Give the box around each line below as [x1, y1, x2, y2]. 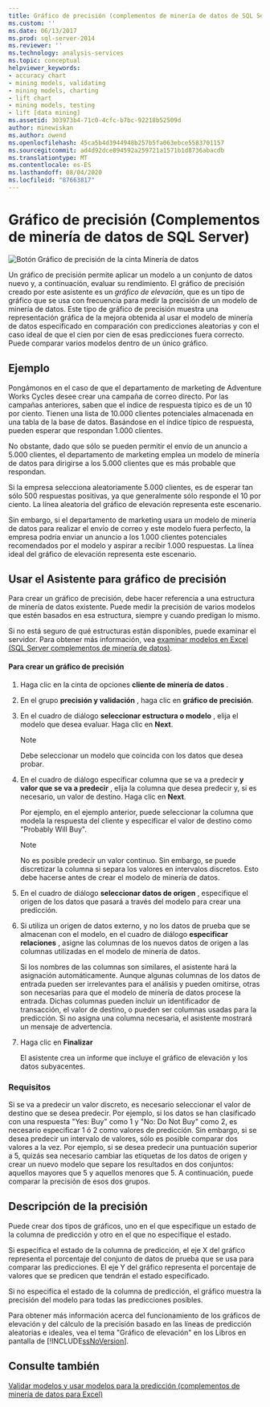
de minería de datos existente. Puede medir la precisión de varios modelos [8, 602, 256, 611]
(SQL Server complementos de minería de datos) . [8, 644, 173, 653]
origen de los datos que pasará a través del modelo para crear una [19, 897, 241, 906]
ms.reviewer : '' [8, 42, 63, 50]
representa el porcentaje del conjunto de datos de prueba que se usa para [8, 1254, 255, 1263]
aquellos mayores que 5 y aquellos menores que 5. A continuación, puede [8, 1168, 254, 1177]
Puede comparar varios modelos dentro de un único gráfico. [8, 338, 209, 348]
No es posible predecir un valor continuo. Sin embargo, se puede [19, 855, 236, 865]
